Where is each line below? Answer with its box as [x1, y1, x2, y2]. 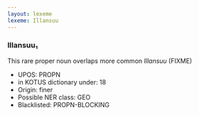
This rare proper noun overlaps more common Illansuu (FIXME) [7, 56, 193, 65]
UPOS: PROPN [17, 70, 60, 79]
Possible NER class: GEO [17, 93, 91, 102]
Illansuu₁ [7, 40, 38, 50]
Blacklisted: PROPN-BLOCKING [17, 100, 110, 109]
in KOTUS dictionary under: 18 [17, 77, 107, 86]
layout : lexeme [7, 10, 53, 18]
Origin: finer [17, 85, 53, 94]
